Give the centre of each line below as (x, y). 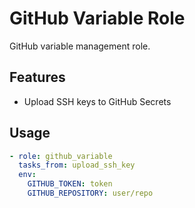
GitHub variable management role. (80, 46)
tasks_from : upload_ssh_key (77, 165)
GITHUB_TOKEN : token (70, 184)
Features (37, 77)
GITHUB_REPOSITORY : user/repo (90, 193)
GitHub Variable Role (97, 18)
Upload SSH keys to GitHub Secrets (97, 101)
